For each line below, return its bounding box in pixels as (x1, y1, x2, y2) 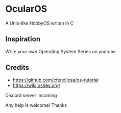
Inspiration (5, 35, 41, 43)
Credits (5, 63, 30, 72)
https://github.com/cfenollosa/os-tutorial (12, 77, 99, 83)
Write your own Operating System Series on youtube (5, 48, 116, 54)
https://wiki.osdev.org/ (12, 82, 60, 88)
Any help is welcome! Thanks (5, 102, 67, 108)
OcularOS (5, 3, 47, 15)
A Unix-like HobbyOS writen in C (5, 20, 74, 26)
